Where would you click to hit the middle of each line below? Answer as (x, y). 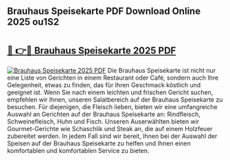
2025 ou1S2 (33, 22)
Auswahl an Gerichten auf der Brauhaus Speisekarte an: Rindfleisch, (104, 114)
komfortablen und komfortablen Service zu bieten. (78, 151)
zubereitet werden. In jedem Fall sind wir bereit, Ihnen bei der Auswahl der (112, 136)
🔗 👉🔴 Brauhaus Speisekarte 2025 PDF (92, 50)
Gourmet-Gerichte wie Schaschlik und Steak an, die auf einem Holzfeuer (110, 129)
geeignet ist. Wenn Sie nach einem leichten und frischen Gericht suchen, (110, 92)
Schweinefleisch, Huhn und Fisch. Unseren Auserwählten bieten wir (103, 122)
